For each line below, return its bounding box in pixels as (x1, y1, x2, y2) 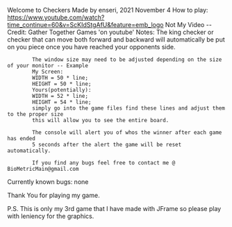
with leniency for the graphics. (7, 212, 94, 220)
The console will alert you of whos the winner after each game (32, 129, 222, 136)
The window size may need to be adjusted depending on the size (32, 56, 222, 63)
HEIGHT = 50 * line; (32, 81, 92, 87)
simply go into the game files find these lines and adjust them (32, 105, 226, 112)
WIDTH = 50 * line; (32, 74, 89, 81)
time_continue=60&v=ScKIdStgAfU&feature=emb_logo (7, 21, 164, 28)
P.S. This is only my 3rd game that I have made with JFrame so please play (7, 205, 222, 212)
